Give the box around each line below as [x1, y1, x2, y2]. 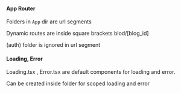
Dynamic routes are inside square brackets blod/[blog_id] [6, 30, 149, 37]
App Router [6, 5, 36, 12]
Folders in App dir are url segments [6, 18, 92, 25]
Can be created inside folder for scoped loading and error [6, 80, 150, 87]
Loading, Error [6, 55, 43, 62]
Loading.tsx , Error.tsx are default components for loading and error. [6, 68, 176, 76]
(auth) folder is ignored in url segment [6, 41, 101, 49]
